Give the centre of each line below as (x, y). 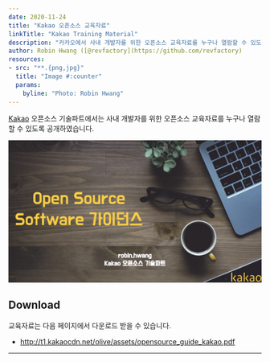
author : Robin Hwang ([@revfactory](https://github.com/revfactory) (125, 51)
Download (34, 305)
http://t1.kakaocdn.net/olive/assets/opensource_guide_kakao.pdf (127, 341)
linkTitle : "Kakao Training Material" (73, 34)
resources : (27, 60)
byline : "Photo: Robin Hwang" (74, 93)
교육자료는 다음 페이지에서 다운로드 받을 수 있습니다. (90, 325)
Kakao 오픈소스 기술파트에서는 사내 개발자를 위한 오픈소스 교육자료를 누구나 (127, 118)
